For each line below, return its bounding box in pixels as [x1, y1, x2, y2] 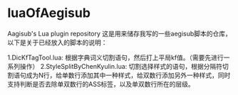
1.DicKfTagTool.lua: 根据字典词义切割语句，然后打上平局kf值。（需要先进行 [7, 53, 224, 62]
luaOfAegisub [7, 5, 91, 21]
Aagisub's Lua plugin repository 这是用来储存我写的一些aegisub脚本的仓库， [7, 29, 232, 38]
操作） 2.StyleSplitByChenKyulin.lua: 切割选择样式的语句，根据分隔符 [19, 62, 223, 70]
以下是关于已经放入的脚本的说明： [7, 38, 108, 47]
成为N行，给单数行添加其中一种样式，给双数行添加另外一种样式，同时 [26, 71, 231, 79]
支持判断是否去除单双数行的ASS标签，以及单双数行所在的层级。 [7, 79, 195, 88]
